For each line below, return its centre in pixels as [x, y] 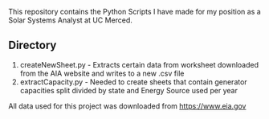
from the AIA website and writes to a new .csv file [102, 73]
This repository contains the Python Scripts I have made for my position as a [134, 12]
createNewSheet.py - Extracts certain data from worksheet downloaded [139, 64]
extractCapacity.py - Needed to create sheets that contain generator [133, 82]
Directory [33, 45]
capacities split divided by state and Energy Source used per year [129, 90]
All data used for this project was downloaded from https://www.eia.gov [127, 106]
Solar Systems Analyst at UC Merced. [70, 20]
